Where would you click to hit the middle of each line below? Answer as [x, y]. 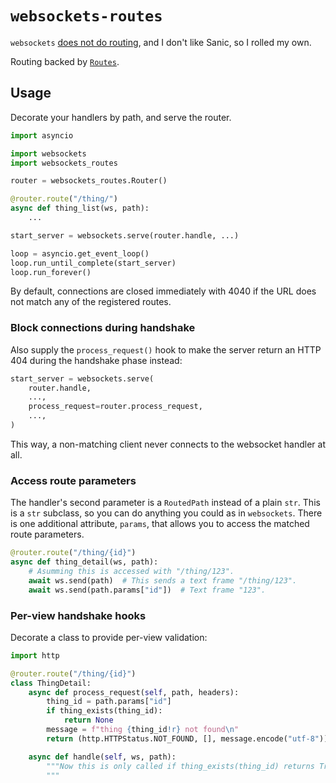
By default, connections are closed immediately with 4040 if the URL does [163, 291]
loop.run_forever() [51, 272]
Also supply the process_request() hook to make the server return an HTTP [166, 349]
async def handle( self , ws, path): [102, 757]
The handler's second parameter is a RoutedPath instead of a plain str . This [165, 503]
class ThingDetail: [51, 683]
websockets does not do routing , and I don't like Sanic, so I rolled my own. [161, 42]
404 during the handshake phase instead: [96, 360]
